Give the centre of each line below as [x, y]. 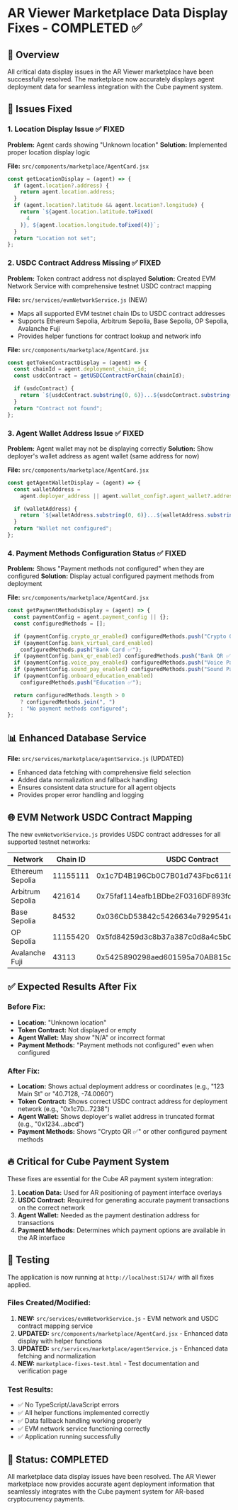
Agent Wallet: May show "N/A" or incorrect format [91, 1037]
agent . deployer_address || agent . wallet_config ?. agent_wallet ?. [117, 496]
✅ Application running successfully [69, 1437]
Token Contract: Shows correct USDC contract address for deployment [123, 1101]
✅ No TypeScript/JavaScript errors [68, 1405]
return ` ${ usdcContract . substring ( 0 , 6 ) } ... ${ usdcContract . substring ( [126, 395]
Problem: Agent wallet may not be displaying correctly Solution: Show [110, 449]
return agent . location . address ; [68, 192]
